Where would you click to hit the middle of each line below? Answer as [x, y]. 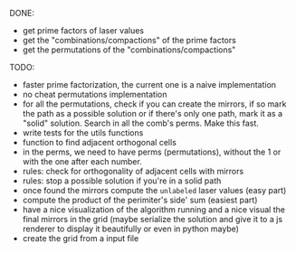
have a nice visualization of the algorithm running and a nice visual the [153, 210]
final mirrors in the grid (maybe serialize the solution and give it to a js [153, 219]
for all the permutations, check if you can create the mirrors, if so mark [154, 104]
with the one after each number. [82, 161]
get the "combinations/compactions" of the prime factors [129, 40]
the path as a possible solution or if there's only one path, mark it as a [153, 113]
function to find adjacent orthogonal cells [99, 142]
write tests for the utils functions [83, 133]
